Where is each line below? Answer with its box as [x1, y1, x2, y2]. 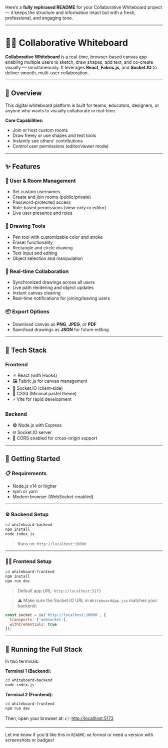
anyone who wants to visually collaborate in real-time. [5, 107, 116, 113]
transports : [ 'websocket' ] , [9, 617, 68, 622]
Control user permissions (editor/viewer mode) [12, 143, 109, 149]
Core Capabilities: [5, 117, 43, 123]
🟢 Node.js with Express [12, 422, 62, 428]
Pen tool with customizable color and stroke [12, 234, 103, 240]
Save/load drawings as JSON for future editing [12, 327, 109, 333]
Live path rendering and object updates [12, 284, 94, 290]
